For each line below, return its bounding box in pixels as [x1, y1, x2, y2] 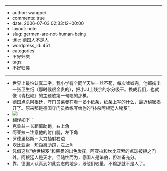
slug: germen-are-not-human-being [12, 31, 86, 37]
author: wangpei [12, 10, 46, 15]
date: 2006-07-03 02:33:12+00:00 [12, 20, 84, 26]
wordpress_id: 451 [12, 43, 50, 48]
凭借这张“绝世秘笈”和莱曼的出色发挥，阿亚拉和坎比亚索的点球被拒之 [12, 148, 152, 154]
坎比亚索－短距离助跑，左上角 [12, 142, 74, 148]
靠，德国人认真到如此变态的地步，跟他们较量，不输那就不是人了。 [12, 161, 148, 166]
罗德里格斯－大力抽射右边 [12, 136, 65, 141]
